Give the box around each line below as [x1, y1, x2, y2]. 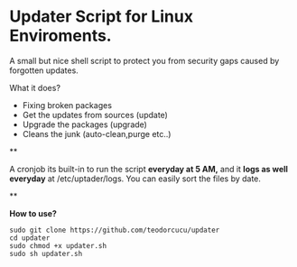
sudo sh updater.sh [9, 249, 83, 258]
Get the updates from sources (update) [22, 109, 169, 120]
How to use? [9, 207, 57, 218]
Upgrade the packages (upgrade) [22, 119, 147, 130]
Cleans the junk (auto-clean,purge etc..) [22, 128, 172, 139]
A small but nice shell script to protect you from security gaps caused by [9, 55, 280, 66]
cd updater [9, 233, 51, 243]
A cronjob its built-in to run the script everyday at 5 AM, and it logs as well [9, 163, 289, 174]
